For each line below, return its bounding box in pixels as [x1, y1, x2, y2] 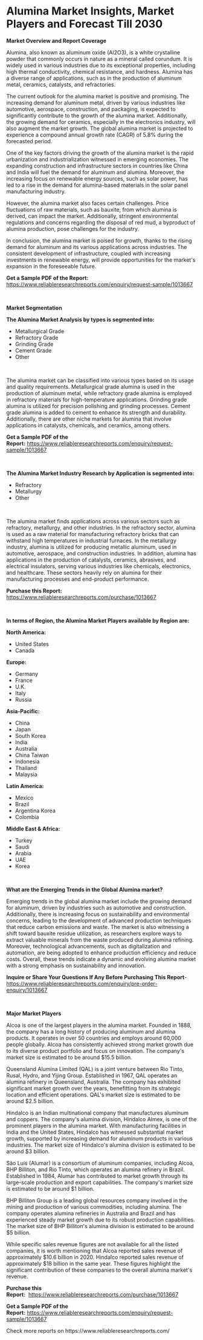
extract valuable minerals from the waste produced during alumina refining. [6, 936, 194, 944]
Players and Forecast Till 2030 [6, 17, 163, 31]
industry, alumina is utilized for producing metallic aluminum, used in [6, 543, 177, 551]
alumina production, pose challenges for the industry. [6, 225, 140, 232]
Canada [14, 647, 35, 654]
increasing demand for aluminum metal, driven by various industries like [6, 99, 185, 106]
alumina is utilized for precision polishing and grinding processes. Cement [6, 402, 190, 409]
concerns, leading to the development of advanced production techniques [6, 917, 192, 924]
